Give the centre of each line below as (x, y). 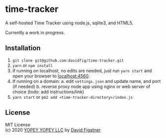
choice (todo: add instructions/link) (48, 92)
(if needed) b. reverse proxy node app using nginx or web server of (81, 86)
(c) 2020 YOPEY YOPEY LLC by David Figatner (53, 130)
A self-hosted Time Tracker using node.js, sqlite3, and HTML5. (69, 23)
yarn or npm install (33, 65)
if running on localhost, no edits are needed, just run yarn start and (82, 70)
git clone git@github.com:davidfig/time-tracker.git (68, 61)
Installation (23, 48)
